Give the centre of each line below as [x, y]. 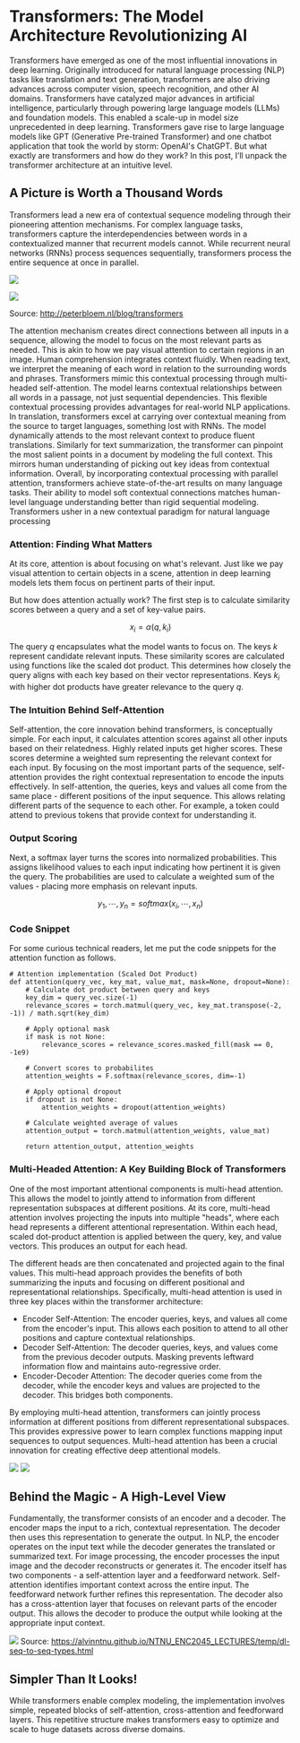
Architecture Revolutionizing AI [129, 35]
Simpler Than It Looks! [73, 1679]
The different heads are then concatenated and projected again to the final [147, 1263]
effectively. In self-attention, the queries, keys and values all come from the [148, 786]
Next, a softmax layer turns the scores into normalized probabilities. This [143, 858]
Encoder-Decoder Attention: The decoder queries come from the [142, 1376]
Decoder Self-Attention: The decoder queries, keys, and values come [150, 1347]
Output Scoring [43, 837]
